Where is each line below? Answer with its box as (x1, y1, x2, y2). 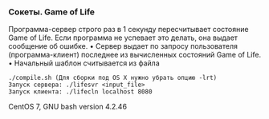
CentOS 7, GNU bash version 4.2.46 (8, 102, 127, 112)
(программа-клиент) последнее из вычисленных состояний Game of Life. (8, 50, 262, 60)
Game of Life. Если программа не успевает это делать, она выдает (8, 33, 238, 42)
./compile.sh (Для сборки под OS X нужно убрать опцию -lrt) (8, 74, 218, 82)
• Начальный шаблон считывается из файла (8, 58, 161, 68)
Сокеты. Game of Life (8, 6, 95, 18)
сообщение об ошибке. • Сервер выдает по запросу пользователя (8, 42, 238, 51)
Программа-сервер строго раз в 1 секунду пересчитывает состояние (8, 25, 249, 34)
